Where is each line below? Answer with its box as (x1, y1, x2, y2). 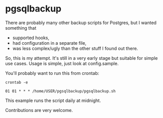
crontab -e (5, 80, 28, 85)
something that (5, 25, 37, 31)
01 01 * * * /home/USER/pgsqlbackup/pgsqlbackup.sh (5, 88, 116, 93)
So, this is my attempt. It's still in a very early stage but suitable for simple (5, 55, 158, 61)
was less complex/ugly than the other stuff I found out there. (12, 45, 138, 51)
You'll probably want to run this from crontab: (5, 70, 100, 76)
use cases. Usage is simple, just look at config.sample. (5, 60, 119, 66)
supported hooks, (12, 35, 49, 41)
